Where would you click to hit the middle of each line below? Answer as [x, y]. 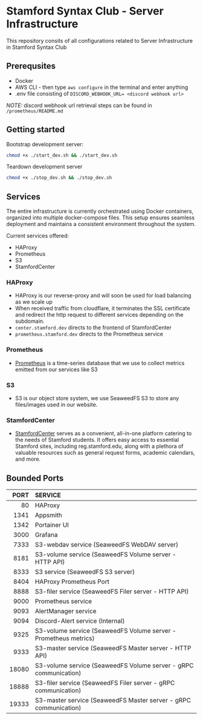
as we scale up [34, 302]
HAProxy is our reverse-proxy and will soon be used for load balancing [103, 296]
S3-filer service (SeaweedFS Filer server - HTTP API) [112, 592]
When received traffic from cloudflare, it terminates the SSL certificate [102, 308]
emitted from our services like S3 [56, 369]
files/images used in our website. [56, 405]
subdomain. [30, 321]
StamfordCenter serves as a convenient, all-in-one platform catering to [103, 433]
